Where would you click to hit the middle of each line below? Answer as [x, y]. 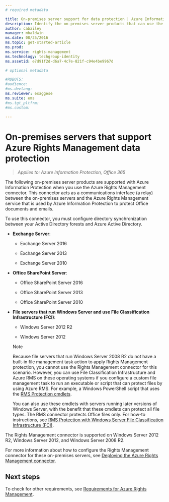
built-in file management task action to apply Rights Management [80, 362]
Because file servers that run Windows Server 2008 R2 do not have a [84, 357]
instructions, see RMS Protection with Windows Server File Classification [88, 420]
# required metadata [27, 10]
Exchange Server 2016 [43, 244]
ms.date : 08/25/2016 [27, 38]
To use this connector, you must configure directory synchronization [76, 219]
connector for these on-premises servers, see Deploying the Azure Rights [82, 456]
